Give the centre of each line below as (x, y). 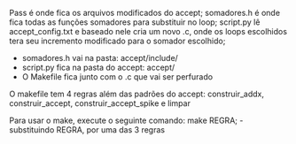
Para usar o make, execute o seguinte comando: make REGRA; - (126, 120)
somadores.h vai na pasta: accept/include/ (100, 58)
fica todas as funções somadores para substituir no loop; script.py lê (135, 22)
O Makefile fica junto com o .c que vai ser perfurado (117, 77)
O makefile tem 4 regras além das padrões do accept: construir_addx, (136, 94)
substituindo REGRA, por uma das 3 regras (87, 130)
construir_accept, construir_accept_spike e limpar (100, 103)
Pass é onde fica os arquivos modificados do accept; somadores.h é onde (145, 13)
